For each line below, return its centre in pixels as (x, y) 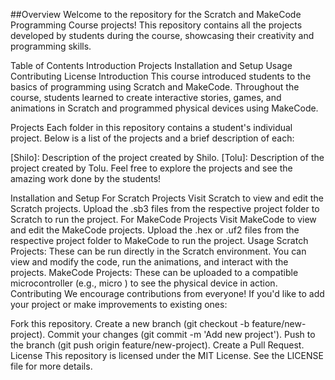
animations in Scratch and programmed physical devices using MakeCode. (164, 108)
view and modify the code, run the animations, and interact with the (149, 262)
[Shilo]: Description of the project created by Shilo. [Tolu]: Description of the (167, 157)
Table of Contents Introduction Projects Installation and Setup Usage (151, 65)
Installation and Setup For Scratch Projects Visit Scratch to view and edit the (167, 198)
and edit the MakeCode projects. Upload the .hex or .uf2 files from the (155, 230)
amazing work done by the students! (86, 178)
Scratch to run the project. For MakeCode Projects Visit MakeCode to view (163, 219)
